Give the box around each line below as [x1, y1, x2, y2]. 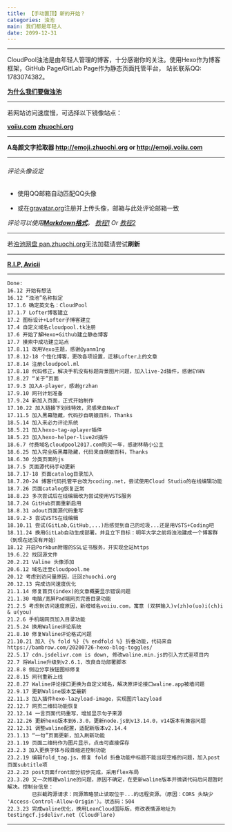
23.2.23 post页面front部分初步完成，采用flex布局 [7, 769, 139, 776]
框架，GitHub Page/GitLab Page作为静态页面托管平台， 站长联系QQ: [7, 64, 202, 72]
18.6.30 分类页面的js [7, 456, 64, 463]
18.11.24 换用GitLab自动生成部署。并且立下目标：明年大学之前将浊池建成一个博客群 [7, 530, 218, 536]
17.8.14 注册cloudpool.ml [7, 360, 79, 368]
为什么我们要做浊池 [7, 88, 62, 96]
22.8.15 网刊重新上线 [7, 674, 64, 681]
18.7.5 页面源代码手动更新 [7, 463, 76, 470]
